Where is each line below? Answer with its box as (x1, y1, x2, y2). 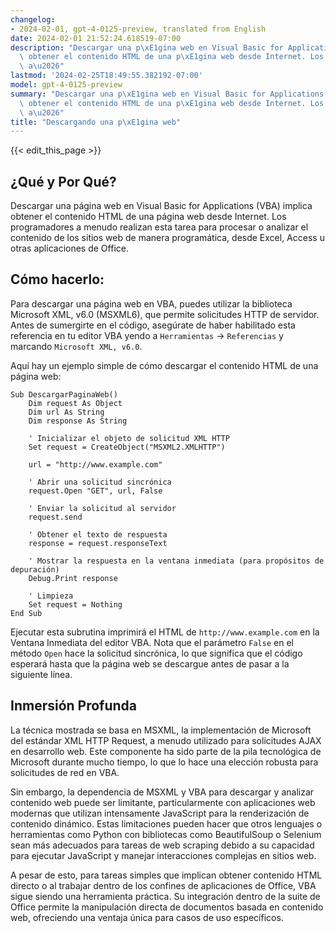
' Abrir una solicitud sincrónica (28, 477, 172, 487)
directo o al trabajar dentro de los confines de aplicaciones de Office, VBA (10, 879, 317, 891)
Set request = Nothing (28, 599, 123, 610)
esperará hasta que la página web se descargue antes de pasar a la (10, 657, 290, 670)
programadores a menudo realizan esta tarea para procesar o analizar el (10, 221, 309, 233)
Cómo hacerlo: (10, 271, 105, 288)
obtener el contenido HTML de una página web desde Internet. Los (10, 211, 287, 223)
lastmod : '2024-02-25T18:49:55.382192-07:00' (10, 71, 203, 81)
